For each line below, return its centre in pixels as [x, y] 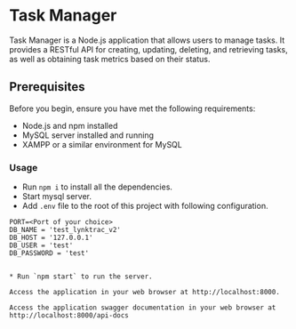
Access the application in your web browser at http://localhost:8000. [144, 293]
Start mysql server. [56, 197]
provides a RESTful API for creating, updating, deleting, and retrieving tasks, [149, 49]
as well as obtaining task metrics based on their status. [110, 59]
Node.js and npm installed [70, 125]
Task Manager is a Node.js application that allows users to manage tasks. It [147, 40]
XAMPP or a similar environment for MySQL [102, 144]
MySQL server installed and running [88, 135]
